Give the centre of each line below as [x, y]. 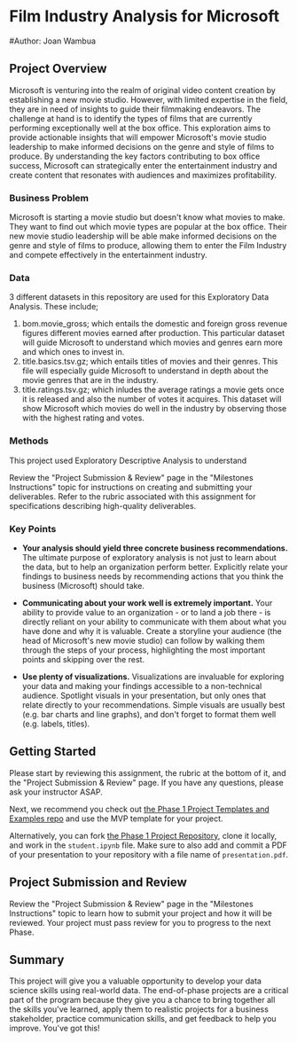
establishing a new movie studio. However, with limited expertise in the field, [148, 99]
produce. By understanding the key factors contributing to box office [135, 156]
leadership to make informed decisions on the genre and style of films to [142, 146]
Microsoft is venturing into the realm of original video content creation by [143, 90]
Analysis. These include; [54, 307]
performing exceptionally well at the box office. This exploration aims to [140, 128]
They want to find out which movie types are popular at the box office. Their [148, 227]
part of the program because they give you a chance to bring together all [142, 1000]
